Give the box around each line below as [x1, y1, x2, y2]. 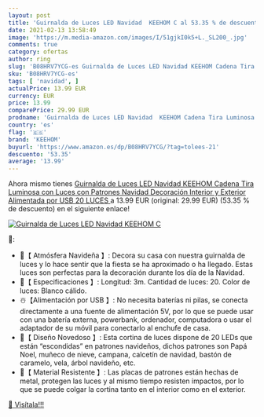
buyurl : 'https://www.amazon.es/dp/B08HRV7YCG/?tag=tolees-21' [8, 143, 220, 151]
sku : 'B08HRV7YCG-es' [8, 70, 79, 78]
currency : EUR [8, 92, 55, 100]
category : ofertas [8, 48, 68, 56]
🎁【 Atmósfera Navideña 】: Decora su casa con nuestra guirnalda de [19, 251, 246, 260]
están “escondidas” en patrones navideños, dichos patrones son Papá [19, 342, 247, 351]
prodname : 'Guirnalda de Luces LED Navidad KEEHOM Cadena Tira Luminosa [8, 114, 255, 122]
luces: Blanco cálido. [19, 286, 87, 295]
